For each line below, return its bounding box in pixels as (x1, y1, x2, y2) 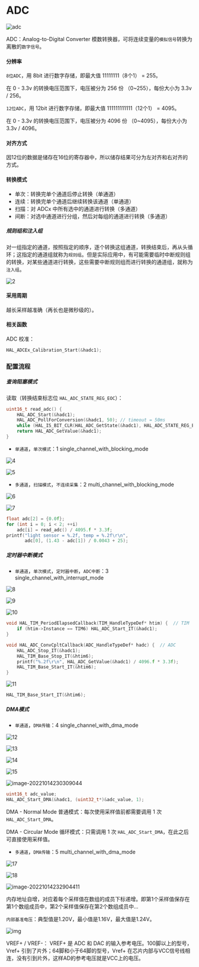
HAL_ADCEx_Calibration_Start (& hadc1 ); (6, 347, 102, 353)
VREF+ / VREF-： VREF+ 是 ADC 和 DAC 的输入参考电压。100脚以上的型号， (6, 940, 192, 947)
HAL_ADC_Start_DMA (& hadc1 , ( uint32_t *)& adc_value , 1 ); (6, 796, 145, 802)
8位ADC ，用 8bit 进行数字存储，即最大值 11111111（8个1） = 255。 (6, 72, 161, 79)
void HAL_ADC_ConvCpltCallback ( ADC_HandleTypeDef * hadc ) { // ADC (6, 642, 176, 648)
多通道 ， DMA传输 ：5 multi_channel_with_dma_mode (14, 848, 136, 855)
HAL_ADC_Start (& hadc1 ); (17, 411, 76, 418)
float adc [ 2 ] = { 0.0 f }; (6, 515, 65, 522)
